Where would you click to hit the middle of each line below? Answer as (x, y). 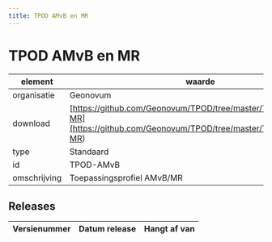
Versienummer (42, 229)
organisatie (34, 95)
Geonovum (90, 95)
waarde (201, 81)
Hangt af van (170, 229)
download (32, 123)
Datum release (108, 229)
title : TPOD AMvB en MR (49, 16)
